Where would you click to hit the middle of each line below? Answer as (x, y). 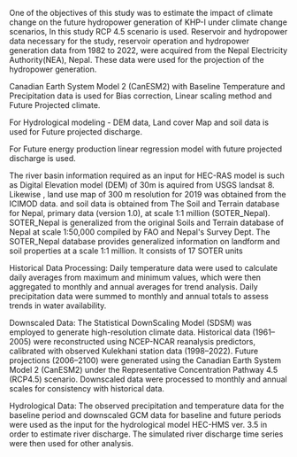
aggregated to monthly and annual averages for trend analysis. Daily (133, 287)
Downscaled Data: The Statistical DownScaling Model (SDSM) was (130, 323)
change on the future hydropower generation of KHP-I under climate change (148, 22)
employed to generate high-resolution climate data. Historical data (130, 332)
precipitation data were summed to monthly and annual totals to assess (139, 296)
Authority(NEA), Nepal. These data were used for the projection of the (137, 60)
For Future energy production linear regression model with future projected (146, 149)
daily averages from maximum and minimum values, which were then (135, 277)
